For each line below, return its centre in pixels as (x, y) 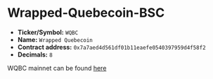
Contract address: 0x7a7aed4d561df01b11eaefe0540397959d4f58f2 (111, 47)
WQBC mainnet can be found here (57, 68)
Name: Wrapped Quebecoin (55, 39)
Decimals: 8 (35, 55)
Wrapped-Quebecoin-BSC (86, 13)
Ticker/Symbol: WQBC (48, 32)
